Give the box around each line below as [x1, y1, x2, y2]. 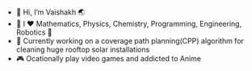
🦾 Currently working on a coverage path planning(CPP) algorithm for [15, 36, 245, 45]
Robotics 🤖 [15, 27, 52, 37]
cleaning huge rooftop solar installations [15, 44, 150, 54]
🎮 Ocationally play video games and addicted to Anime [15, 54, 202, 63]
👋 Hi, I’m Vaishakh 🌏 [15, 7, 86, 17]
